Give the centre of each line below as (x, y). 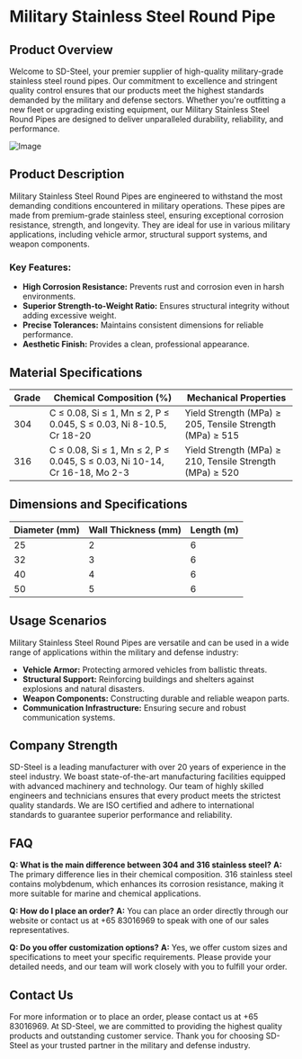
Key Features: (40, 267)
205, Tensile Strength (231, 424)
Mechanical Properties (236, 398)
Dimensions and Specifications (98, 504)
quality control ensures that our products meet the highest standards (137, 90)
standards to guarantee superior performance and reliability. (121, 815)
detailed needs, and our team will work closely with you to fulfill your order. (148, 967)
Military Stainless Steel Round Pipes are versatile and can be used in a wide (149, 642)
